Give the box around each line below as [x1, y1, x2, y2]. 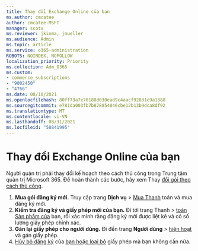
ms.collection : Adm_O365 [6, 63, 68, 70]
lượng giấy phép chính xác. [14, 219, 81, 226]
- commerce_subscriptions [6, 75, 70, 81]
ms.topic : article [6, 42, 52, 48]
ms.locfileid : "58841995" [6, 125, 70, 131]
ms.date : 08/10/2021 [6, 91, 58, 97]
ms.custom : [6, 69, 33, 75]
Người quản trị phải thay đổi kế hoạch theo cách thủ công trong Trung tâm [6, 170, 188, 177]
